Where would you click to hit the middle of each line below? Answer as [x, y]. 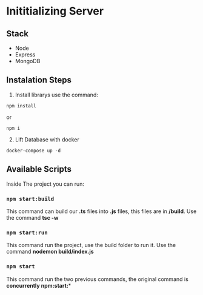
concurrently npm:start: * [39, 285]
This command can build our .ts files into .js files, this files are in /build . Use [101, 211]
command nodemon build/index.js [50, 252]
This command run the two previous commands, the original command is [98, 279]
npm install [21, 106]
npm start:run [27, 232]
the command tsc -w [32, 217]
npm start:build [30, 199]
